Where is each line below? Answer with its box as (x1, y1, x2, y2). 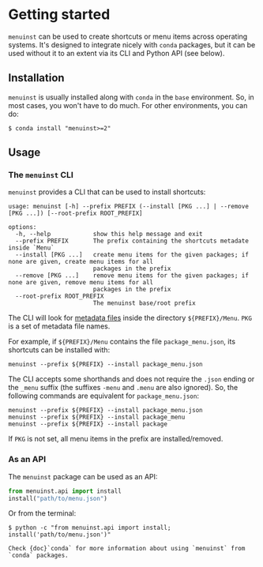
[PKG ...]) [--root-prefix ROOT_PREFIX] (8, 209, 144, 218)
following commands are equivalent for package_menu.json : (8, 391, 200, 400)
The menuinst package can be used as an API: (8, 471, 158, 481)
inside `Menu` (8, 244, 55, 252)
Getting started (8, 6, 111, 24)
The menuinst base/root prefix (92, 299, 196, 307)
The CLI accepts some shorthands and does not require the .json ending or (8, 374, 255, 384)
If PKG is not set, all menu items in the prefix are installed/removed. (8, 434, 224, 444)
